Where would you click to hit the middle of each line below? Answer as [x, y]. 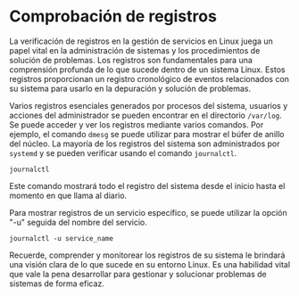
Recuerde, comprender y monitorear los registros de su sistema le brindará [147, 255]
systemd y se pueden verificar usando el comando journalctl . [123, 152]
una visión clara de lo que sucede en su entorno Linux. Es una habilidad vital [150, 264]
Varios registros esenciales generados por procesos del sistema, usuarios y [149, 105]
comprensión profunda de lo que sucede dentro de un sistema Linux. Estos [147, 70]
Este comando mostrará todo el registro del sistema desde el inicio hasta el [147, 185]
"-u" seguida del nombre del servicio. [78, 222]
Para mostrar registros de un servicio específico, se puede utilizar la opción [148, 212]
